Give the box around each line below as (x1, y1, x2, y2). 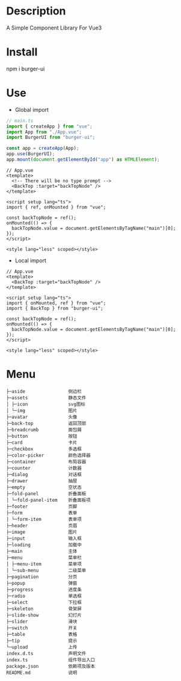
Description (6, 4, 66, 18)
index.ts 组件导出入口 (6, 657, 95, 663)
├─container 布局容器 (6, 458, 87, 464)
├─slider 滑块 (6, 618, 78, 624)
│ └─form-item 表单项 (6, 516, 82, 522)
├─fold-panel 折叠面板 (6, 490, 87, 497)
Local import (14, 257, 47, 264)
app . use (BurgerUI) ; (6, 151, 55, 157)
